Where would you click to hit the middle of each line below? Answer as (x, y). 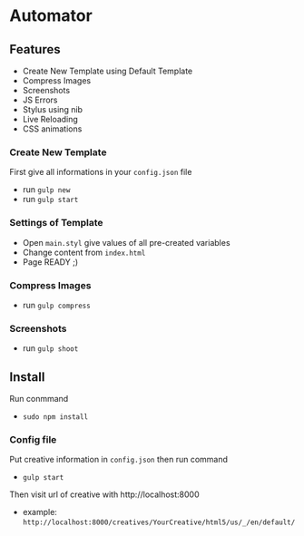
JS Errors (40, 100)
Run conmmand (39, 399)
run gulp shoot (50, 348)
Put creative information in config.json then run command (119, 460)
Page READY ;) (50, 262)
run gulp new (46, 190)
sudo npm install (55, 417)
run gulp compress (56, 305)
